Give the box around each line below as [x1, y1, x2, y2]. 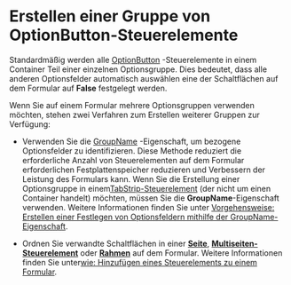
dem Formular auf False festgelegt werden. [9, 83, 168, 93]
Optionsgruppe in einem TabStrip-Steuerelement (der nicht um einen [21, 183, 271, 194]
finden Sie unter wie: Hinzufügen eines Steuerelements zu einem [21, 257, 257, 267]
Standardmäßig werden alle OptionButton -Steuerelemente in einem [9, 54, 257, 65]
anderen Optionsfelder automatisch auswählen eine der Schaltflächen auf [9, 73, 279, 83]
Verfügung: [9, 118, 51, 130]
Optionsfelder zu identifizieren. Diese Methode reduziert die [21, 145, 242, 156]
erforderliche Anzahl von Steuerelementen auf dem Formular [21, 154, 245, 165]
